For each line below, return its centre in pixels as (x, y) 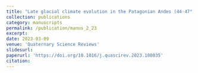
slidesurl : (20, 50)
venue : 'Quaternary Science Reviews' (53, 45)
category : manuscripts (34, 22)
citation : (18, 61)
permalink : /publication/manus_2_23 (51, 28)
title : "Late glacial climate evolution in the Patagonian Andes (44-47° (100, 11)
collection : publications (38, 17)
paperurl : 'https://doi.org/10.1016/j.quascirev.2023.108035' (85, 55)
